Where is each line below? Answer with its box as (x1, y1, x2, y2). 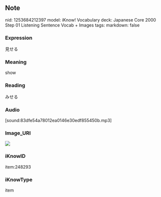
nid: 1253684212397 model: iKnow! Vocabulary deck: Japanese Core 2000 (5, 17, 157, 23)
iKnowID (5, 153, 26, 160)
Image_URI (5, 129, 31, 136)
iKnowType (5, 176, 33, 183)
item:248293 (5, 164, 31, 170)
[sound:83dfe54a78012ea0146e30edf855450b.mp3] (5, 118, 112, 123)
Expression (5, 34, 33, 41)
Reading (5, 82, 25, 89)
